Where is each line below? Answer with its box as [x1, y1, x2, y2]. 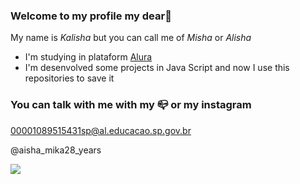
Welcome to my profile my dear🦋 [10, 9, 172, 23]
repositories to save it [24, 72, 115, 84]
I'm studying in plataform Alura [24, 51, 153, 63]
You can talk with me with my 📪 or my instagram [10, 98, 252, 112]
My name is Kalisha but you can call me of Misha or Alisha [10, 32, 252, 44]
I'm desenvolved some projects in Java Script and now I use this [24, 62, 290, 74]
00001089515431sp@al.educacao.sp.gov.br [10, 124, 192, 136]
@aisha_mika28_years [10, 144, 102, 156]
